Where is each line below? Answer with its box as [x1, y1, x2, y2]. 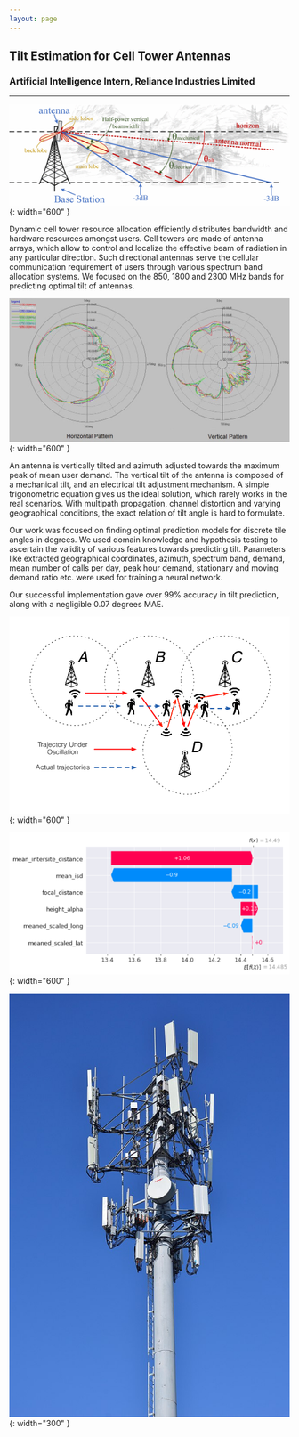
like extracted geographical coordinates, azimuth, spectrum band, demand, [9, 553, 286, 564]
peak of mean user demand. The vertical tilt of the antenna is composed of [9, 469, 284, 480]
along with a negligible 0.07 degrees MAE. [9, 598, 165, 609]
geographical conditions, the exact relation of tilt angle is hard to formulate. [9, 507, 285, 518]
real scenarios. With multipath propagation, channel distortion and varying [9, 498, 282, 508]
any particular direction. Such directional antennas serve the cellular [9, 252, 260, 263]
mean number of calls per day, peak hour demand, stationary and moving [9, 562, 279, 573]
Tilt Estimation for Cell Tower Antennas [9, 49, 231, 64]
